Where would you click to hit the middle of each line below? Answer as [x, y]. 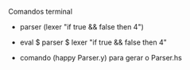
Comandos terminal [41, 12]
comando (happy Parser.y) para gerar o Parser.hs [101, 58]
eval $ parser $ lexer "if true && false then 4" [93, 42]
